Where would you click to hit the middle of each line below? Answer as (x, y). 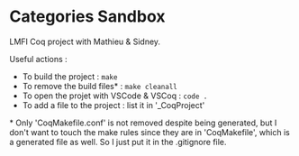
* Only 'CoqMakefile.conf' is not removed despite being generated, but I (143, 123)
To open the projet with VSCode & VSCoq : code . (115, 96)
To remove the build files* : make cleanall (100, 86)
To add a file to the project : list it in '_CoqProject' (113, 105)
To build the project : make (70, 76)
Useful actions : (38, 59)
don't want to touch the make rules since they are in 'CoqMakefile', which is (149, 132)
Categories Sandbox (87, 17)
